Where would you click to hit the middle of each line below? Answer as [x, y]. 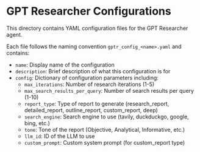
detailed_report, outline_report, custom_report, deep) [91, 110]
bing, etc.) [37, 123]
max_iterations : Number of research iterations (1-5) [89, 84]
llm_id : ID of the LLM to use [59, 136]
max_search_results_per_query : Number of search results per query [109, 90]
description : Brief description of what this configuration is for [93, 71]
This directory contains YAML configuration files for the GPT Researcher [97, 28]
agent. [14, 34]
